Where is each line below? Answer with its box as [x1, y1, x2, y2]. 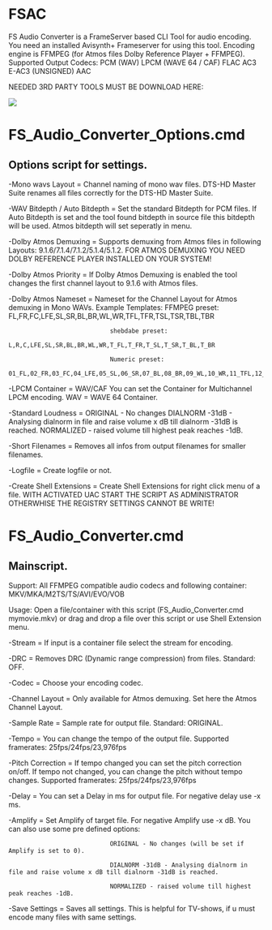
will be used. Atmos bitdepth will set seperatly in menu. [8, 221, 193, 230]
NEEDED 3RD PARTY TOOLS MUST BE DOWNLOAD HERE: [8, 82, 204, 92]
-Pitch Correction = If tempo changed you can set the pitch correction [8, 758, 242, 768]
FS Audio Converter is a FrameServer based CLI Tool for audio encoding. [8, 32, 252, 41]
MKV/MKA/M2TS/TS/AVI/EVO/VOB [8, 589, 125, 599]
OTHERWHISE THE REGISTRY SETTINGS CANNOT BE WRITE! [8, 498, 215, 508]
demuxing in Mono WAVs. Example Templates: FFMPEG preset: [8, 302, 219, 312]
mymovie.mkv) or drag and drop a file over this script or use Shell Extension [8, 614, 261, 623]
